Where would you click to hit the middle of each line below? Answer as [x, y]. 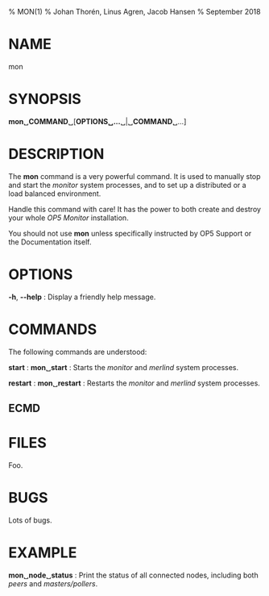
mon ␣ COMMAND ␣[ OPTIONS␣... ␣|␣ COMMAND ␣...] [97, 121]
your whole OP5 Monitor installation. [68, 218]
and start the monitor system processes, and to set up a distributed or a [128, 185]
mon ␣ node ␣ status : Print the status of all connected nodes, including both [134, 575]
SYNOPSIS [45, 99]
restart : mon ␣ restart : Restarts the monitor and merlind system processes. [134, 383]
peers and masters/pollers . [53, 583]
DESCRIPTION [56, 154]
